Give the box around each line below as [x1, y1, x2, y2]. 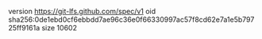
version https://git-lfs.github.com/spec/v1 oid [8, 7, 156, 16]
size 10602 [41, 23, 78, 32]
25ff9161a [8, 23, 40, 32]
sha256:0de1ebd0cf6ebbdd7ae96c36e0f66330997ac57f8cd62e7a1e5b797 [8, 15, 255, 24]
